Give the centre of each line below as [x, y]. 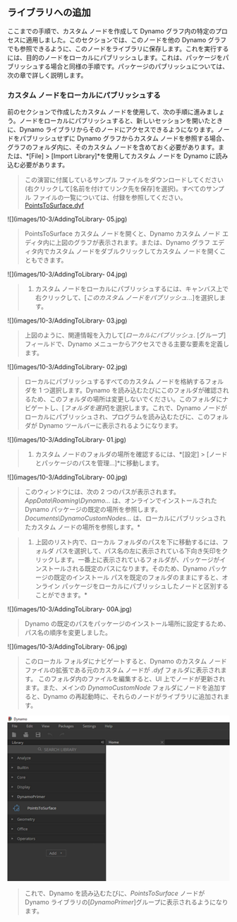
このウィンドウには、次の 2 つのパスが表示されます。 [102, 492]
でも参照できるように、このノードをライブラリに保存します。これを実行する [118, 49]
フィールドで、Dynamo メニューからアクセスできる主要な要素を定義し [127, 344]
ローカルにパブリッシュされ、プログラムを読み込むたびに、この [117, 417]
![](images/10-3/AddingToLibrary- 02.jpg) [68, 367]
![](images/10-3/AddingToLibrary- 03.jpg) [67, 321]
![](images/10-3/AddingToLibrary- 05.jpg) [67, 219]
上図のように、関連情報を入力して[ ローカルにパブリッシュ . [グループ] [125, 335]
